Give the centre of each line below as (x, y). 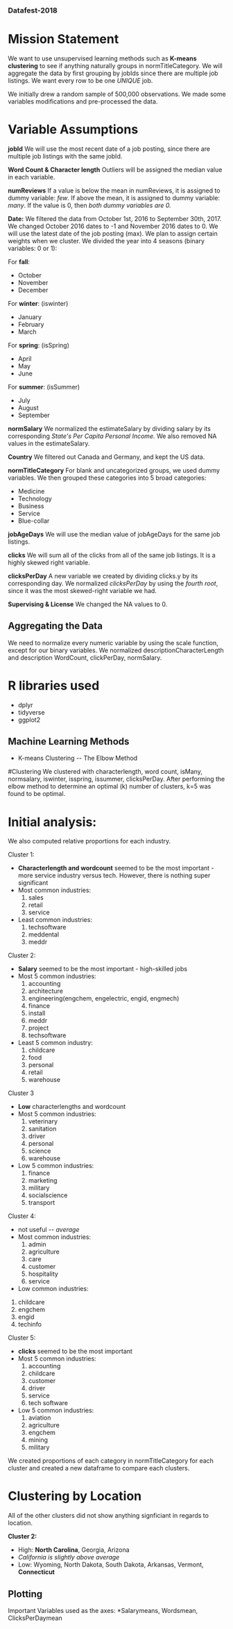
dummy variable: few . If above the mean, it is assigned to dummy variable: (114, 197)
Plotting (25, 1594)
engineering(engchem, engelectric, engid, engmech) (104, 998)
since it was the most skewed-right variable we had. (82, 590)
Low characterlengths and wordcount (72, 1107)
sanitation (42, 1129)
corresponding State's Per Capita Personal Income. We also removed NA (112, 436)
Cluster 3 (21, 1093)
